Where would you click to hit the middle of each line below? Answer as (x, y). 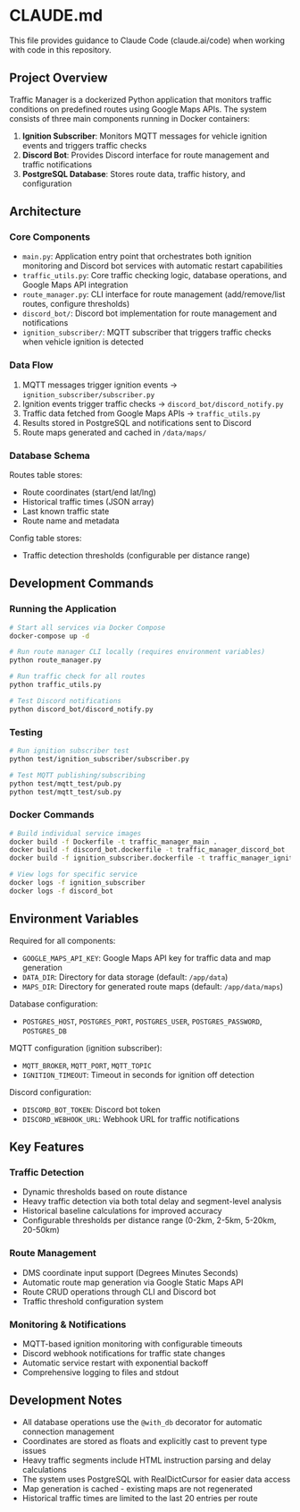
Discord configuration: (50, 1092)
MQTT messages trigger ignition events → (100, 385)
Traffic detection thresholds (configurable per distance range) (136, 556)
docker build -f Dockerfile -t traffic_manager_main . (113, 842)
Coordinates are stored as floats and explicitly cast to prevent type (145, 1440)
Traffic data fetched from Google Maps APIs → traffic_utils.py (141, 413)
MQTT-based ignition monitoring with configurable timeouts (132, 1344)
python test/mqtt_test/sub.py (66, 792)
